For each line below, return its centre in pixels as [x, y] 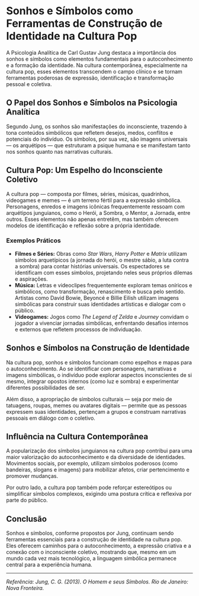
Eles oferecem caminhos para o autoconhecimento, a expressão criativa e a [99, 546]
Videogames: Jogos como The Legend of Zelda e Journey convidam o [102, 316]
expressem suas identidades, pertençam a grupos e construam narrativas [96, 411]
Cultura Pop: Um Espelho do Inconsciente [84, 170]
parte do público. [27, 500]
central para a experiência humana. [49, 565]
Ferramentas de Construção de [84, 23]
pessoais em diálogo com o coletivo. [51, 418]
